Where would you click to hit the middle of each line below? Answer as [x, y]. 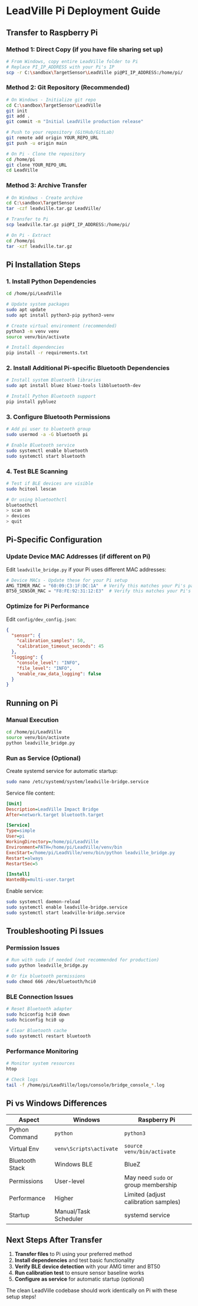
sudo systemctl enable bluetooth [47, 451]
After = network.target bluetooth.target [55, 815]
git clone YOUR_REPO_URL [37, 165]
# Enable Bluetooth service [41, 445]
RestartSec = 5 [22, 864]
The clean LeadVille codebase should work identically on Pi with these [92, 1291]
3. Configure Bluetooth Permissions [58, 416]
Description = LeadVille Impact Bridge [52, 809]
